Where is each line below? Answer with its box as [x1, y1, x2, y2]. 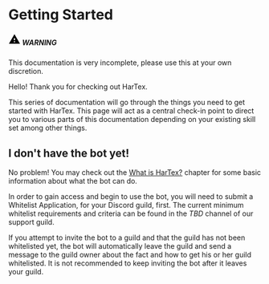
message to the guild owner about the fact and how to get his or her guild [8, 250, 251, 259]
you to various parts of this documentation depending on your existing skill [8, 115, 256, 124]
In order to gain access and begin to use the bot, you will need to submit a [8, 191, 254, 201]
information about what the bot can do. [8, 176, 138, 185]
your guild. [8, 266, 44, 276]
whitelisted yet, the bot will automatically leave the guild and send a [8, 241, 232, 250]
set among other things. [8, 123, 88, 133]
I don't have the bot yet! [8, 146, 130, 160]
